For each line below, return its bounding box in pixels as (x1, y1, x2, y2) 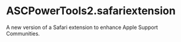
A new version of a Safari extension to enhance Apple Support (6, 24, 159, 31)
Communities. (6, 30, 40, 37)
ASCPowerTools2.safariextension (6, 4, 176, 18)
